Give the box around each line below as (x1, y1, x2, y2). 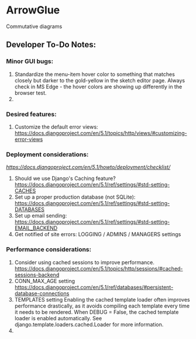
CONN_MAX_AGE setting (14, 277, 75, 284)
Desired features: (6, 110, 57, 118)
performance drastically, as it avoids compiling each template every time (14, 302, 190, 309)
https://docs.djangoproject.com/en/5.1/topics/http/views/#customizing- (14, 129, 187, 136)
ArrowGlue (6, 4, 60, 17)
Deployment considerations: (6, 150, 89, 158)
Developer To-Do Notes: (6, 40, 97, 50)
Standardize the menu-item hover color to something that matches (14, 71, 176, 78)
